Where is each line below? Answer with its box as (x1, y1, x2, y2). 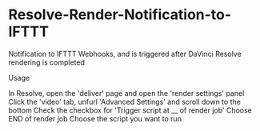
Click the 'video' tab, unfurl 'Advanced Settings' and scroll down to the (8, 97, 242, 106)
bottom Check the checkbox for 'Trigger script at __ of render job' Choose (8, 105, 252, 115)
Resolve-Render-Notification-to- (8, 6, 232, 24)
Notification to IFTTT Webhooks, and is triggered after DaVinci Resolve (8, 49, 242, 58)
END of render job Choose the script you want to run (8, 113, 182, 123)
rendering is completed (8, 58, 86, 67)
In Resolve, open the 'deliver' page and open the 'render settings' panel (8, 88, 245, 97)
